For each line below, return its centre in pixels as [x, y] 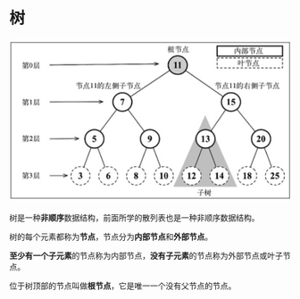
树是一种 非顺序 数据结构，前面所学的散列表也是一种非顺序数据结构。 [134, 218]
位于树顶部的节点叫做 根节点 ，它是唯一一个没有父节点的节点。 [123, 286]
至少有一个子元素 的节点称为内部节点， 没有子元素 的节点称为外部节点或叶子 [146, 256]
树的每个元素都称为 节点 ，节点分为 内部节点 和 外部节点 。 [111, 237]
